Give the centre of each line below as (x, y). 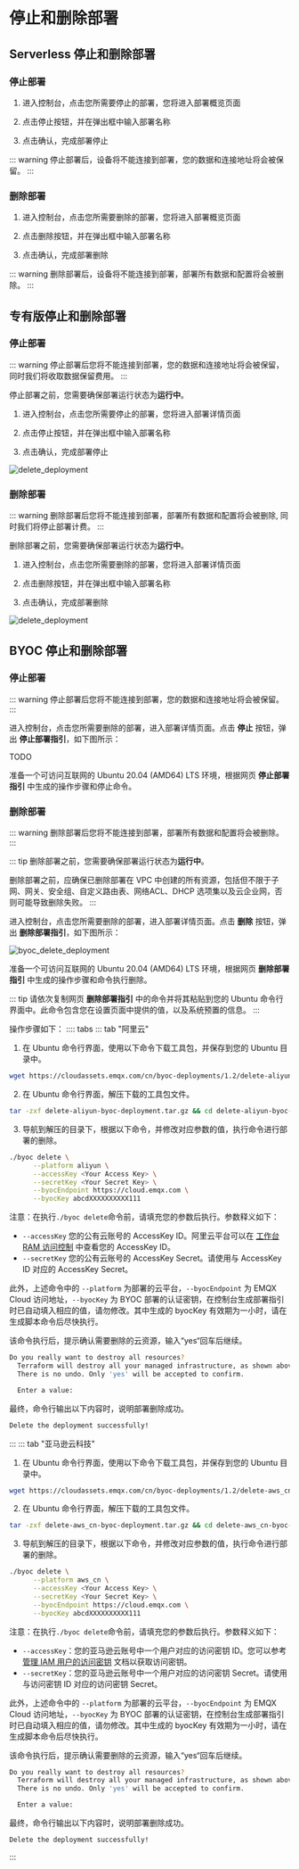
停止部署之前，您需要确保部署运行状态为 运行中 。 (99, 394)
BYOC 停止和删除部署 (69, 651)
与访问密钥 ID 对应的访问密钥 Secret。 (92, 1683)
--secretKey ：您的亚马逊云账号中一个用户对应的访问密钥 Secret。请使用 (154, 1673)
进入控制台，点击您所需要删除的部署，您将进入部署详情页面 (131, 565)
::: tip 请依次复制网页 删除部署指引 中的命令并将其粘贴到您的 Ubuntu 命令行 (146, 999)
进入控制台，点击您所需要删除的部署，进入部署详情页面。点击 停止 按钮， (144, 727)
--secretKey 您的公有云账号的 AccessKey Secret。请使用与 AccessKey (152, 1258)
